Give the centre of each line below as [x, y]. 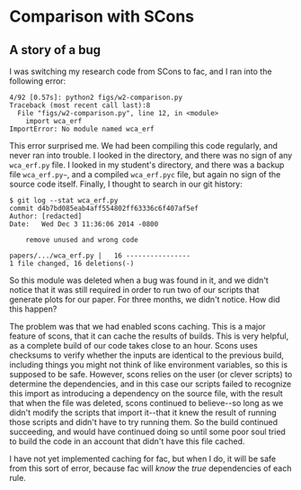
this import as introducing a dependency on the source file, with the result [146, 393]
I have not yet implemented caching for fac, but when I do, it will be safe [143, 458]
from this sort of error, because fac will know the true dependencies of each [150, 468]
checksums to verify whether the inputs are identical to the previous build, [147, 355]
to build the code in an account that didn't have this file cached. [127, 441]
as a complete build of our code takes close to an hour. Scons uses [133, 345]
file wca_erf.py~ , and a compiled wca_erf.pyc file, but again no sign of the [145, 174]
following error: [38, 81]
